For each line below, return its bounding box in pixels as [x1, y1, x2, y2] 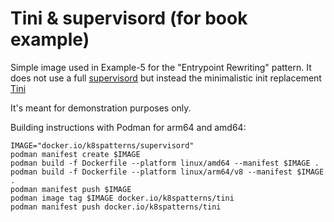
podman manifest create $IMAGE [10, 149, 141, 159]
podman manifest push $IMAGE [10, 184, 132, 194]
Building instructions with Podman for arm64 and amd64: [10, 121, 247, 133]
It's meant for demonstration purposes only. [10, 102, 192, 114]
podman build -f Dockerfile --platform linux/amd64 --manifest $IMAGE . [10, 158, 320, 168]
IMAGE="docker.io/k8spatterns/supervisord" [10, 140, 195, 151]
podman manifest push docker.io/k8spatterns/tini [10, 202, 222, 212]
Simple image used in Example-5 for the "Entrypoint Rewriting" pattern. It [10, 61, 312, 73]
